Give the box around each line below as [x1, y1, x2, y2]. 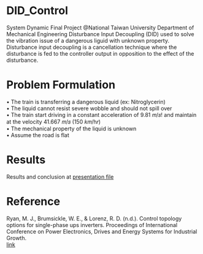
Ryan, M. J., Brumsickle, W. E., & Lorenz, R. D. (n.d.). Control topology [6, 215, 182, 222]
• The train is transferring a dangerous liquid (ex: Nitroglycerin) [6, 98, 166, 105]
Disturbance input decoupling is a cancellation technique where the [6, 43, 177, 51]
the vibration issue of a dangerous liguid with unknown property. [6, 37, 170, 44]
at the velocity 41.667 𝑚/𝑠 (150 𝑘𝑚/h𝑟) [6, 118, 101, 125]
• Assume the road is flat [6, 131, 69, 138]
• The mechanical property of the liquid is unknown [6, 125, 137, 132]
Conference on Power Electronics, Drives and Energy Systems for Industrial [6, 228, 197, 235]
